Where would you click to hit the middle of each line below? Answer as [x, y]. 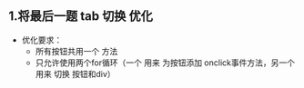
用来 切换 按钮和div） [75, 73]
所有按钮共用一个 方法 [76, 51]
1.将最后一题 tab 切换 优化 [81, 16]
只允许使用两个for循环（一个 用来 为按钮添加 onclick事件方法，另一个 [165, 63]
